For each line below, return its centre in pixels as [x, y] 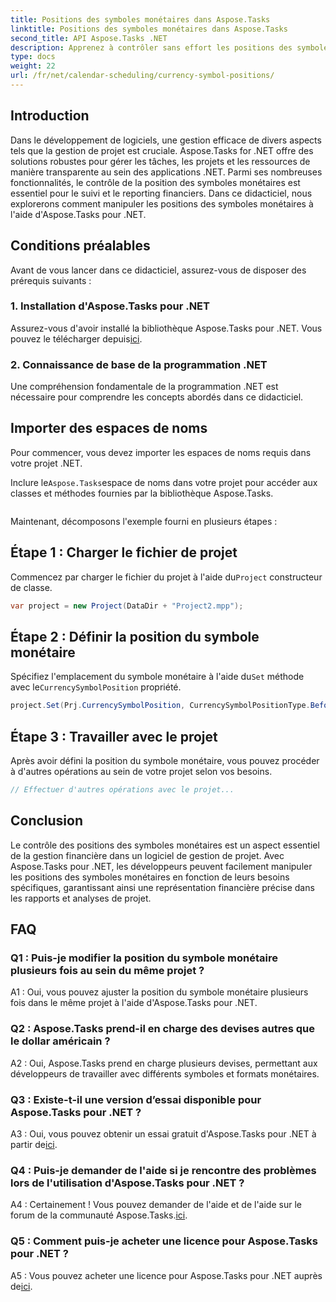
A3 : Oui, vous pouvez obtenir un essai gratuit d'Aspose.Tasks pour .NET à [163, 1134]
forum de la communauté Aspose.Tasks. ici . [99, 1215]
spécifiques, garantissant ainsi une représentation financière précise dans [162, 887]
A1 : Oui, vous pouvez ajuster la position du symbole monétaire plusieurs [159, 992]
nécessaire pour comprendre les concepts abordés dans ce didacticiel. [157, 397]
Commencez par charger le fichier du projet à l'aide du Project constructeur [166, 577]
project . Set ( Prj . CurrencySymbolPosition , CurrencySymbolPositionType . [160, 706]
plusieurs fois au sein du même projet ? [107, 971]
